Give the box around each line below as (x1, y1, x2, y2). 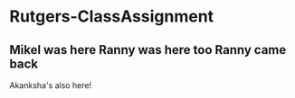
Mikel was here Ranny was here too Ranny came (9, 42, 287, 58)
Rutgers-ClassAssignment (9, 6, 214, 27)
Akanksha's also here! (9, 80, 92, 91)
